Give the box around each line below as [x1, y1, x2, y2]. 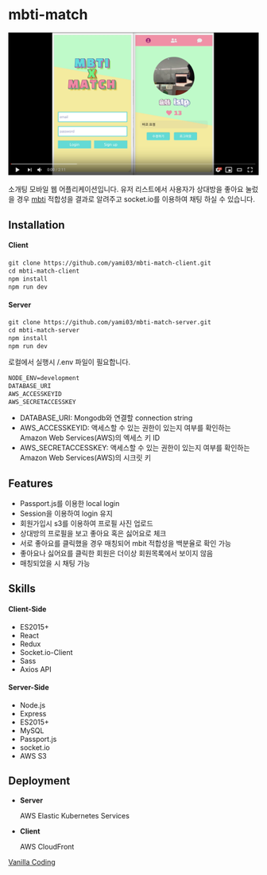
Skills [8, 582, 36, 595]
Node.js [19, 700, 46, 710]
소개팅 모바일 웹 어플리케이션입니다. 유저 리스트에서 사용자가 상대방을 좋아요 [8, 185, 244, 194]
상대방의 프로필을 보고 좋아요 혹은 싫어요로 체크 [19, 528, 167, 538]
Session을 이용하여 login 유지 [19, 508, 113, 518]
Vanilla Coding [8, 857, 56, 866]
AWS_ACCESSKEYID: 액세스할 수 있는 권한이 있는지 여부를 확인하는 [19, 423, 232, 433]
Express [19, 708, 47, 718]
